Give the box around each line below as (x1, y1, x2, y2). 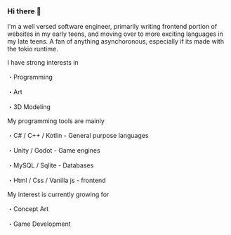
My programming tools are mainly (7, 117, 105, 125)
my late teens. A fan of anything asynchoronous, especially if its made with (7, 37, 225, 46)
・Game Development (7, 220, 72, 228)
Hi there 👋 (7, 6, 42, 16)
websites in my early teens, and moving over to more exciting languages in (7, 30, 223, 38)
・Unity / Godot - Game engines (7, 146, 100, 155)
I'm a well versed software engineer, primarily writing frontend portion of (7, 23, 218, 31)
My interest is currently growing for (7, 190, 110, 199)
